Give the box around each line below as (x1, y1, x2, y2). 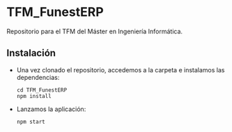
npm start (16, 118, 46, 125)
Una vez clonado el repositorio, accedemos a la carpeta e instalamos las (16, 65, 225, 74)
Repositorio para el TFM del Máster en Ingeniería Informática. (6, 27, 183, 35)
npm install (16, 92, 52, 99)
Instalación (6, 47, 56, 59)
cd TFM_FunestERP (16, 86, 68, 94)
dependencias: (16, 73, 60, 81)
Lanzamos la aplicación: (16, 105, 86, 113)
